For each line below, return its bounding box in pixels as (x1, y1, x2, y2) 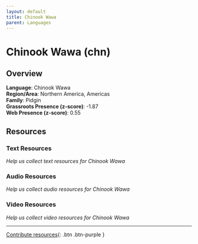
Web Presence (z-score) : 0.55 (6, 109, 81, 116)
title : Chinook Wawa (6, 14, 57, 20)
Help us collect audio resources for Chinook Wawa (6, 186, 130, 193)
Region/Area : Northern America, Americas (6, 90, 110, 97)
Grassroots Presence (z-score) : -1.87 (6, 103, 98, 110)
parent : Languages (6, 19, 51, 25)
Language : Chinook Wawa (6, 84, 71, 92)
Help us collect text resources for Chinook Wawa (6, 158, 126, 165)
